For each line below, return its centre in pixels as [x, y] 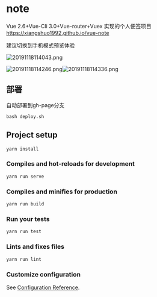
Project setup [32, 135]
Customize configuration [44, 274]
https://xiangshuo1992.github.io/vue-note [58, 33]
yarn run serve [25, 177]
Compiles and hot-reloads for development [71, 164]
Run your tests [28, 219]
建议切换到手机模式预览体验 [41, 45]
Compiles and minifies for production [62, 192]
